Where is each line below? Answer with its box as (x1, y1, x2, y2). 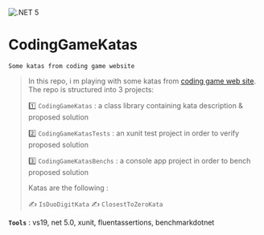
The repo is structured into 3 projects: (27, 84, 155, 94)
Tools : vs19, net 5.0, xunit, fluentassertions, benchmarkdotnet (8, 217, 215, 227)
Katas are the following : (27, 183, 109, 192)
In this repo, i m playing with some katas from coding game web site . (27, 76, 256, 86)
